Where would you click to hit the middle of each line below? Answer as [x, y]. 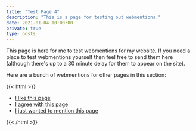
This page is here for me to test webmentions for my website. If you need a [98, 51]
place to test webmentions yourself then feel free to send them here [90, 57]
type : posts [21, 34]
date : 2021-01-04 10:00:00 [40, 23]
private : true [24, 28]
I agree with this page [41, 104]
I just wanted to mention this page [56, 111]
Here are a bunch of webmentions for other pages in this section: [86, 75]
